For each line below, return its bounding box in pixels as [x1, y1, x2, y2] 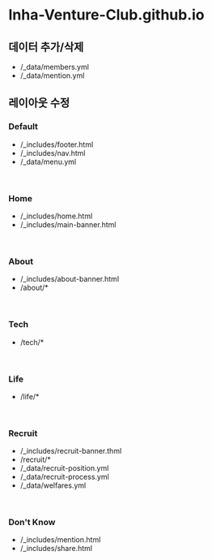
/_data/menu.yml [19, 157, 77, 166]
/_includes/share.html [19, 544, 93, 554]
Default [8, 121, 39, 132]
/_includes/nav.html [19, 148, 86, 157]
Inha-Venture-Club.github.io [8, 6, 205, 24]
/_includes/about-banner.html [19, 274, 120, 284]
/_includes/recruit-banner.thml [19, 446, 122, 456]
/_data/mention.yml [19, 71, 85, 80]
